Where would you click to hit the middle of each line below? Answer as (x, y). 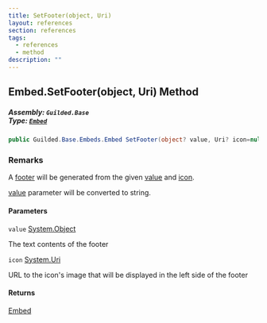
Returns (22, 293)
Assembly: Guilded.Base (49, 112)
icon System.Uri (35, 260)
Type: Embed (28, 121)
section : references (43, 30)
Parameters (28, 211)
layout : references (41, 23)
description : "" (35, 60)
